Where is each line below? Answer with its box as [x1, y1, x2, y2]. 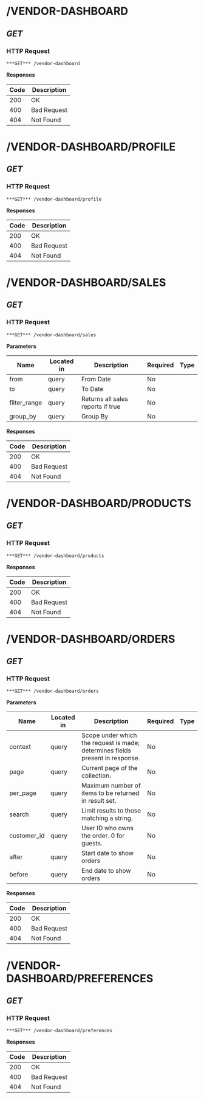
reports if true [81, 402, 121, 411]
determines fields [81, 746, 132, 755]
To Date [81, 384, 104, 393]
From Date [81, 375, 111, 383]
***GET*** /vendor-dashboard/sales [6, 331, 97, 338]
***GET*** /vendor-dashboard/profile [6, 196, 102, 202]
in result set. [81, 797, 117, 805]
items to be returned [81, 789, 140, 797]
